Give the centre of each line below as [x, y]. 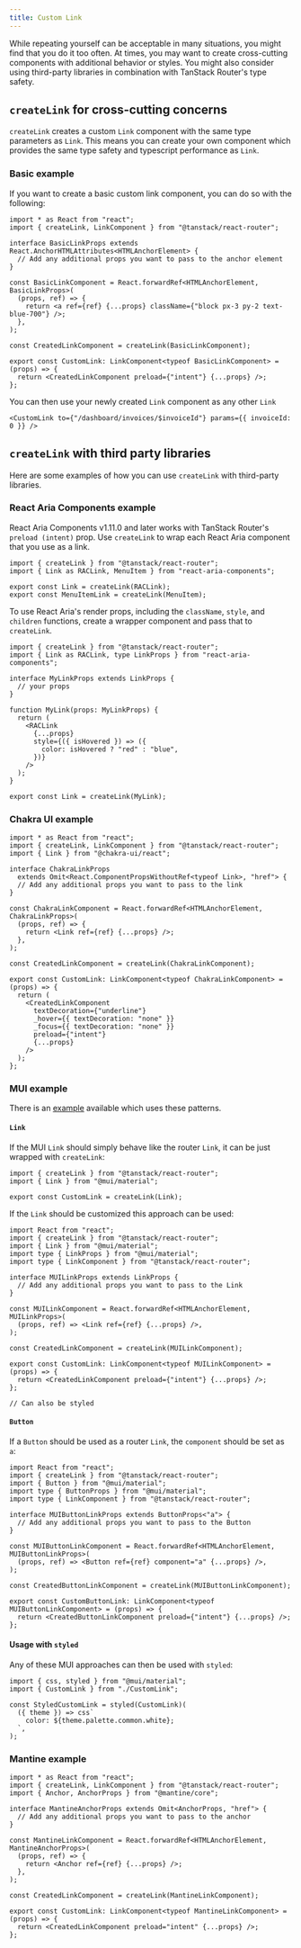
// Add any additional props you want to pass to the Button [134, 1522]
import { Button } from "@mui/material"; [88, 1483]
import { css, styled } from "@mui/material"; [98, 1682]
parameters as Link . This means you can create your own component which [150, 141]
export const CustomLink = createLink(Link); [96, 1197]
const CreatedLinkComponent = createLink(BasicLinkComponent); [130, 346]
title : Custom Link [46, 18]
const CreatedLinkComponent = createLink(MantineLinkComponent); [134, 1896]
